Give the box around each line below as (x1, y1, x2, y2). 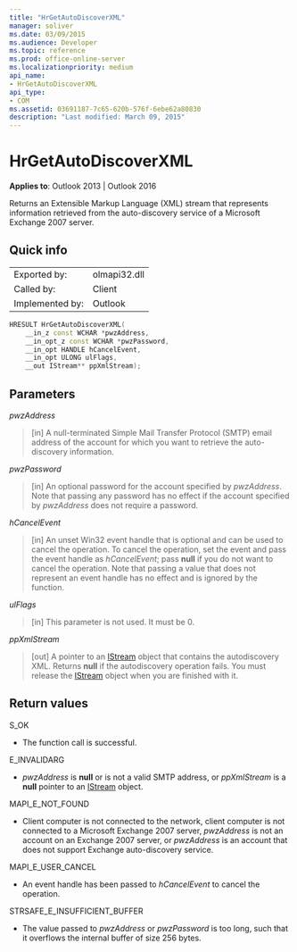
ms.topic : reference (9, 46, 87, 55)
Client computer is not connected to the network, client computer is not (21, 815, 285, 826)
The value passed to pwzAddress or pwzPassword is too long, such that (21, 923, 288, 933)
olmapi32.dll (92, 268, 145, 280)
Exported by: (13, 268, 68, 280)
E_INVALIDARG (9, 754, 65, 764)
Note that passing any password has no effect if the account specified (30, 490, 290, 501)
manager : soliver (9, 21, 74, 30)
